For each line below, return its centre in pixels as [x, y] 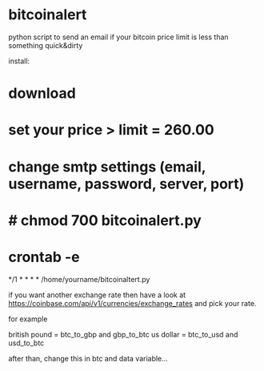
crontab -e [44, 257]
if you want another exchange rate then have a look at [97, 295]
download [42, 93]
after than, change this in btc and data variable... [88, 358]
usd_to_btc [26, 343]
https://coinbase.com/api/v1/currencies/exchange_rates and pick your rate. [132, 303]
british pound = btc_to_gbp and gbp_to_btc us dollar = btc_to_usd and [123, 334]
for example [28, 319]
